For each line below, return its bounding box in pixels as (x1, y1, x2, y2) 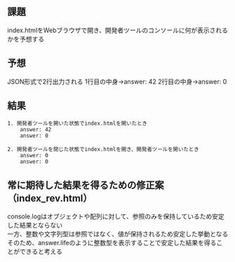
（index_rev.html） (7, 192, 93, 204)
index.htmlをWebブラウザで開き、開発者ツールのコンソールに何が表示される (7, 26, 229, 34)
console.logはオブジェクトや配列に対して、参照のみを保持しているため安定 (7, 212, 224, 221)
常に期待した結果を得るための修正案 (7, 179, 164, 191)
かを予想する (7, 34, 44, 43)
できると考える (19, 247, 63, 256)
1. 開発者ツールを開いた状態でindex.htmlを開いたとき (7, 120, 147, 127)
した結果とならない (7, 221, 63, 230)
